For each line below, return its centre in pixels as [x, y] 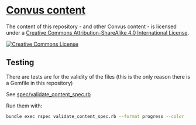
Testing [20, 62]
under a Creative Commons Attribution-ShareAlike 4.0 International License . [97, 32]
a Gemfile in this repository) [39, 83]
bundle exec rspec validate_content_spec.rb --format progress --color [95, 116]
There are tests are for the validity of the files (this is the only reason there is [98, 76]
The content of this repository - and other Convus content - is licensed [91, 26]
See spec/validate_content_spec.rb [49, 94]
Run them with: [24, 106]
